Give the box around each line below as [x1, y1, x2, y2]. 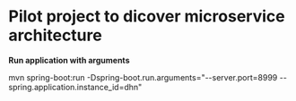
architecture [8, 25, 102, 46]
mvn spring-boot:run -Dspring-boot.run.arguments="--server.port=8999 [8, 72, 278, 82]
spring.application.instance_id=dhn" [8, 81, 143, 92]
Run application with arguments [8, 55, 130, 65]
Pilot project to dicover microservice [8, 6, 285, 27]
